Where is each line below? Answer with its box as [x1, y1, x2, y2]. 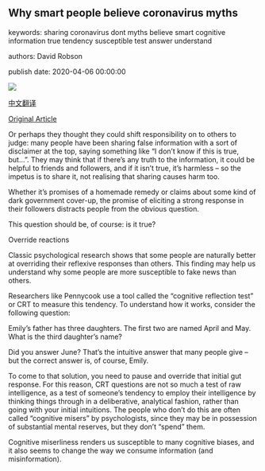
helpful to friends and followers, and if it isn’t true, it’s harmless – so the [8, 163, 242, 173]
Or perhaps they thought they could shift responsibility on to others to [8, 129, 236, 138]
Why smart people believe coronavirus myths [8, 6, 238, 20]
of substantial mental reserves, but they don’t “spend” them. [8, 422, 205, 431]
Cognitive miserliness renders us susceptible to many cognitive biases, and [8, 437, 255, 446]
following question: [8, 308, 71, 317]
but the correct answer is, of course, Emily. [8, 356, 149, 365]
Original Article [8, 114, 57, 123]
